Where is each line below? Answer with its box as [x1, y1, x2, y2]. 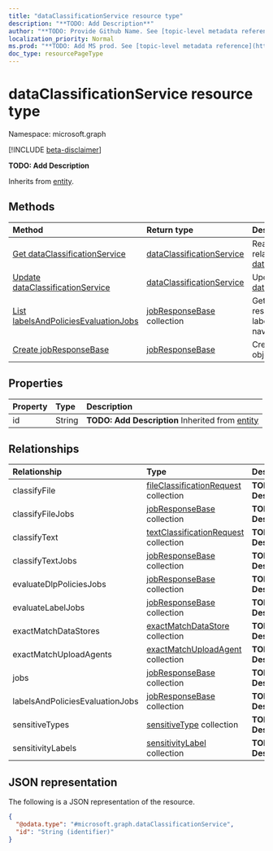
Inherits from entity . [8, 176, 75, 186]
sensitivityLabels [12, 743, 77, 754]
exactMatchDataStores [12, 625, 100, 637]
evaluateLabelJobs [12, 602, 85, 613]
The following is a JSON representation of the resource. [8, 797, 195, 807]
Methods [8, 200, 55, 214]
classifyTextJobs [12, 555, 77, 567]
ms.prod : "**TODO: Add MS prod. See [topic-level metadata [8, 42, 213, 50]
